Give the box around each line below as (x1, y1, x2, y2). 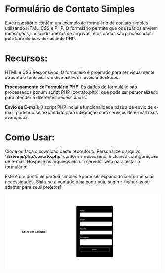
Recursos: (5, 53, 48, 64)
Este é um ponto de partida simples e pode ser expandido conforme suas (5, 173, 155, 179)
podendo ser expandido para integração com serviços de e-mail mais (15, 109, 158, 115)
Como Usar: (5, 132, 55, 143)
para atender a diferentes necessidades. (5, 94, 87, 100)
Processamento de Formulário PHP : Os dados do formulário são (5, 84, 137, 90)
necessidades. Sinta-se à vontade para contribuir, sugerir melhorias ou (5, 179, 150, 185)
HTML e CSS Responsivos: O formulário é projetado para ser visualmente (5, 69, 155, 75)
